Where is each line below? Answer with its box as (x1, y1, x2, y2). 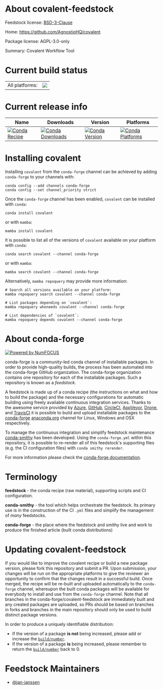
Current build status (5, 65, 88, 76)
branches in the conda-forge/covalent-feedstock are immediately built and (5, 596, 154, 602)
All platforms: (7, 82, 38, 88)
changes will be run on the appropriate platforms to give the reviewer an (5, 570, 149, 576)
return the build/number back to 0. (12, 646, 81, 652)
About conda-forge (5, 333, 84, 344)
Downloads (47, 119, 74, 125)
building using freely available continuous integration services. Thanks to (5, 399, 151, 405)
